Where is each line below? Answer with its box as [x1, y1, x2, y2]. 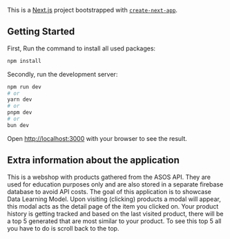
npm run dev [7, 83, 41, 90]
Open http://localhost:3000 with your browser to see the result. [7, 134, 188, 142]
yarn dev [7, 96, 32, 103]
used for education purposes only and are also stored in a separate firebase [7, 180, 224, 189]
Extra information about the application [7, 155, 180, 166]
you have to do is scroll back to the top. [7, 224, 119, 232]
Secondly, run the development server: [7, 70, 118, 78]
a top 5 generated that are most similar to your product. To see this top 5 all [7, 217, 222, 225]
